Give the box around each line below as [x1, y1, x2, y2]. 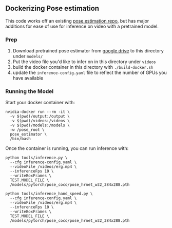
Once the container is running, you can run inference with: [5, 145, 129, 151]
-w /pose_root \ [10, 127, 45, 132]
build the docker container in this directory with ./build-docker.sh [12, 64, 154, 70]
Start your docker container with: [5, 100, 75, 106]
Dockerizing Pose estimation [5, 4, 99, 13]
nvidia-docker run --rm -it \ [5, 109, 70, 115]
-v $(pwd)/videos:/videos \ [10, 118, 70, 124]
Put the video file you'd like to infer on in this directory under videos [12, 59, 156, 65]
